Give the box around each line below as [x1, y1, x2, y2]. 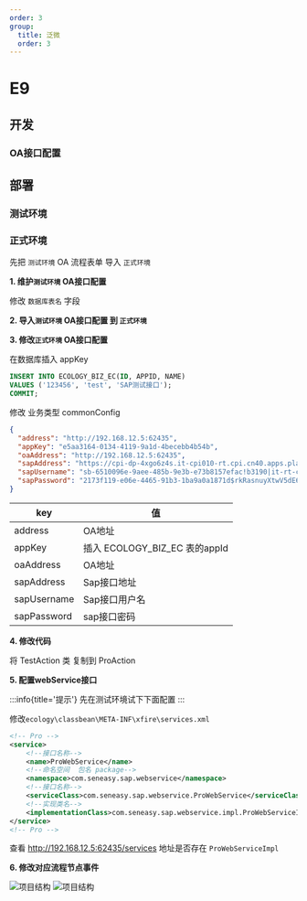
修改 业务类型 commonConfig [9, 406, 121, 417]
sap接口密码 [82, 610, 136, 623]
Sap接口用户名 [82, 593, 146, 606]
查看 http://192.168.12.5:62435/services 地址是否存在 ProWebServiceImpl [9, 842, 280, 853]
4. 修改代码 [9, 635, 52, 646]
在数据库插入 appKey [9, 354, 89, 365]
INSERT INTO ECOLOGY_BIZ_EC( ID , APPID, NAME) [9, 372, 185, 381]
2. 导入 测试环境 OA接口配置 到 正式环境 [9, 315, 148, 326]
